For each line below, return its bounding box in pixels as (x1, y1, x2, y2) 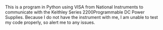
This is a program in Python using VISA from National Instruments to (5, 4, 144, 10)
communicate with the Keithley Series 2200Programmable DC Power (5, 9, 145, 15)
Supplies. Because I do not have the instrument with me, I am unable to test (5, 15, 159, 20)
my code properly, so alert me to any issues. (5, 19, 95, 25)
